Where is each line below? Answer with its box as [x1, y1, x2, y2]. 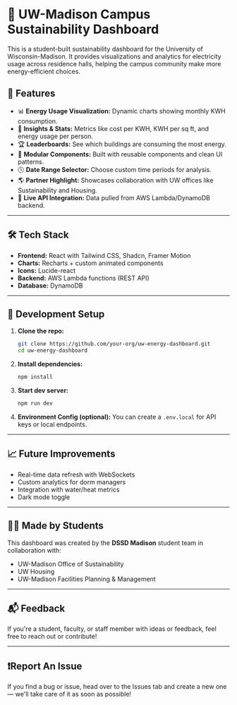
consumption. [17, 116, 58, 125]
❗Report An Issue [7, 660, 83, 672]
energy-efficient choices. [7, 67, 81, 75]
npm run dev [17, 400, 53, 407]
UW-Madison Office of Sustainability [17, 560, 124, 568]
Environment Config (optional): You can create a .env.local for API [17, 412, 217, 421]
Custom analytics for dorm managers [17, 477, 126, 486]
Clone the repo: [17, 327, 65, 336]
